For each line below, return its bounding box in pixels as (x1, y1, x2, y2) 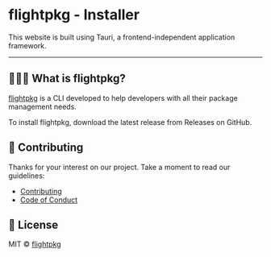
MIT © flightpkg (8, 239, 62, 249)
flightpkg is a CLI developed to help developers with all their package (8, 93, 238, 102)
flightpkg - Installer (8, 6, 140, 24)
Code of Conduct (19, 195, 78, 205)
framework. (8, 40, 47, 50)
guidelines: (8, 171, 45, 180)
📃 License (8, 218, 59, 231)
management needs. (8, 102, 77, 111)
